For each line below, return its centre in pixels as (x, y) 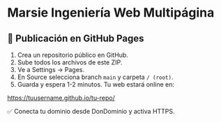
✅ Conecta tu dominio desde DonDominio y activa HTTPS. (91, 111)
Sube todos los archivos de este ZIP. (70, 62)
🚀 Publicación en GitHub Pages (76, 38)
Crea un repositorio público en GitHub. (73, 55)
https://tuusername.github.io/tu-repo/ (61, 98)
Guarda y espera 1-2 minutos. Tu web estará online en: (96, 84)
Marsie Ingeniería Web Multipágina (111, 13)
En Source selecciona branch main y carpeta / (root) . (95, 77)
